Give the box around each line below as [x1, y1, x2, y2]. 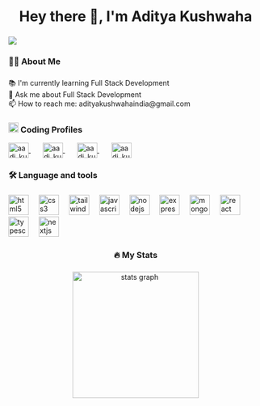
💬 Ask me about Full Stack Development [8, 89, 142, 99]
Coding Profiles [19, 124, 83, 135]
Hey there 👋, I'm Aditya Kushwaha [19, 7, 253, 26]
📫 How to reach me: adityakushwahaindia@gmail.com [8, 99, 191, 108]
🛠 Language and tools [8, 170, 99, 181]
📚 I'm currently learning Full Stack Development [8, 78, 170, 87]
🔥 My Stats [113, 250, 158, 261]
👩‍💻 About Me [8, 56, 61, 67]
